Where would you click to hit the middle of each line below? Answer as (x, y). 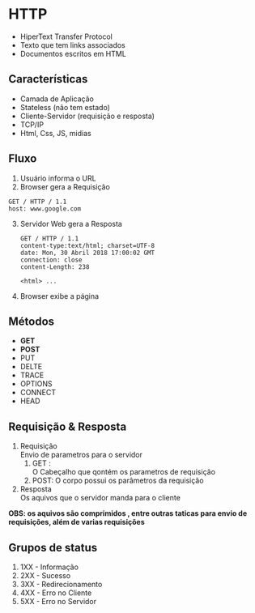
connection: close (51, 260)
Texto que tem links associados (72, 45)
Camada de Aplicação (57, 99)
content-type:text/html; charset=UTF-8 (87, 245)
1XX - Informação (49, 567)
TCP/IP (32, 124)
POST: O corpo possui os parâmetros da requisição (118, 481)
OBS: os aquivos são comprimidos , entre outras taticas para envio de (128, 513)
